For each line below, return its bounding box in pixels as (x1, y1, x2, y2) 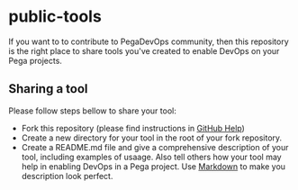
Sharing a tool (8, 81, 88, 96)
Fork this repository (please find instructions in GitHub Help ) (21, 122, 245, 133)
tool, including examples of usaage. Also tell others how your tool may (21, 151, 282, 162)
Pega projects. (8, 55, 62, 66)
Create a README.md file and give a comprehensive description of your (21, 141, 289, 152)
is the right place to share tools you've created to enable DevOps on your (8, 45, 280, 56)
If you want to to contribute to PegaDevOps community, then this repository (8, 36, 289, 47)
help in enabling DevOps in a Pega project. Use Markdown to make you (21, 160, 285, 172)
